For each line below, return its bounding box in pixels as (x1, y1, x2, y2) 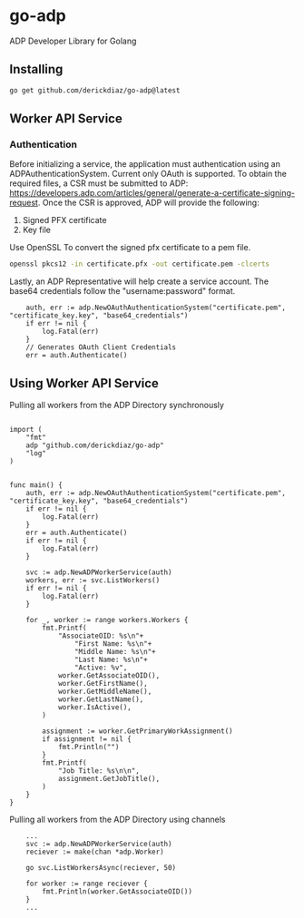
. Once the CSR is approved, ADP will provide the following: (37, 197, 260, 209)
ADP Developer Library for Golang (9, 35, 137, 46)
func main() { (9, 481, 64, 490)
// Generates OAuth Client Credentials (25, 343, 177, 352)
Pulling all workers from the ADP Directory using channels (9, 814, 226, 825)
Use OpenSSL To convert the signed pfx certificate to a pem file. (9, 242, 251, 253)
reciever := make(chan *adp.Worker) (25, 847, 165, 856)
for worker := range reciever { (25, 879, 148, 888)
